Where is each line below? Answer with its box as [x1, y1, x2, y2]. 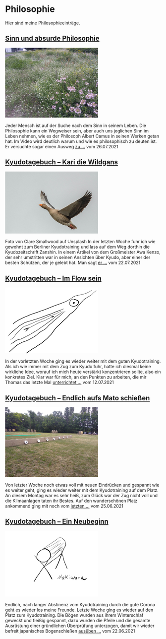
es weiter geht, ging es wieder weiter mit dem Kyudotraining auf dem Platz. [5, 487, 159, 493]
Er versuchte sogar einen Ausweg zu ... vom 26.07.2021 [5, 143, 118, 149]
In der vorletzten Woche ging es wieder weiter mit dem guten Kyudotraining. [5, 358, 161, 364]
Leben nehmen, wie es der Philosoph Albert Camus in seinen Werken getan [5, 133, 160, 139]
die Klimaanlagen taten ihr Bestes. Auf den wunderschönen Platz [5, 498, 138, 504]
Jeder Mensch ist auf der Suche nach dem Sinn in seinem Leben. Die [5, 123, 146, 128]
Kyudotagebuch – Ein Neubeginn [5, 517, 109, 526]
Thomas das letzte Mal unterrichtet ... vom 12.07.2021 [5, 380, 114, 385]
